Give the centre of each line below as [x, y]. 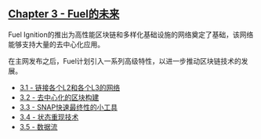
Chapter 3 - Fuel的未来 [64, 14]
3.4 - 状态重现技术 [49, 117]
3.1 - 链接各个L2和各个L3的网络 [69, 87]
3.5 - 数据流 [38, 126]
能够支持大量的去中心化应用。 [56, 44]
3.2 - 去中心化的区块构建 [59, 97]
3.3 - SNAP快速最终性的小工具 [68, 107]
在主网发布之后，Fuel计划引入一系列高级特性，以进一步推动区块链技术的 [125, 60]
